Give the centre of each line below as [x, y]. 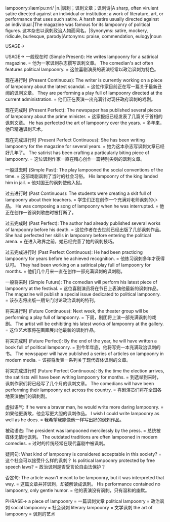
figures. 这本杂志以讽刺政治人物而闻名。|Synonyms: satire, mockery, [77, 31]
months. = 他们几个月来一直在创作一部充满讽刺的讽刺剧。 [65, 271]
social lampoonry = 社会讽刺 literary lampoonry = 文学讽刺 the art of [82, 507]
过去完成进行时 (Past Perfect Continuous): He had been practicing [74, 252]
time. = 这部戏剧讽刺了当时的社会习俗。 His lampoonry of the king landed [82, 176]
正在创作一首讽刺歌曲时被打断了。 [41, 212]
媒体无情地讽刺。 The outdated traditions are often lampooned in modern [81, 437]
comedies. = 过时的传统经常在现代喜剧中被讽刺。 [56, 443]
